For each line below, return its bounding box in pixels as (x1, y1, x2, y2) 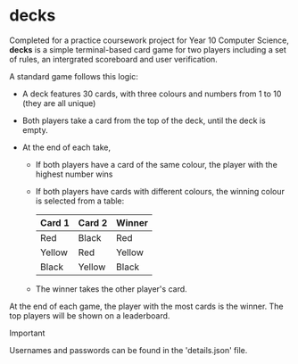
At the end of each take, (21, 142, 112, 153)
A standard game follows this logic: (9, 70, 138, 81)
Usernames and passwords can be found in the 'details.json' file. (9, 344, 248, 355)
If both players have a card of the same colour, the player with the (35, 159, 278, 170)
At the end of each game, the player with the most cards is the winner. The (9, 301, 284, 311)
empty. (21, 124, 48, 135)
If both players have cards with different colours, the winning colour (35, 186, 286, 196)
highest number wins (35, 169, 113, 179)
